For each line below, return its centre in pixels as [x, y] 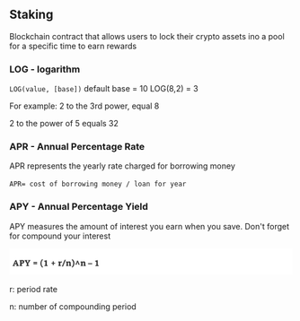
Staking [31, 15]
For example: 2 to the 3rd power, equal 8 [84, 106]
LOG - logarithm [45, 69]
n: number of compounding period [73, 307]
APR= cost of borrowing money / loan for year [98, 184]
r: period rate [34, 290]
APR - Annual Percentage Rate [77, 147]
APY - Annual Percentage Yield [79, 207]
